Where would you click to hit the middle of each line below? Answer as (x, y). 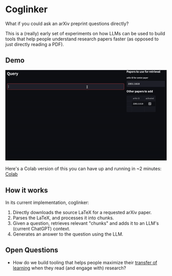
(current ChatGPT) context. (41, 229)
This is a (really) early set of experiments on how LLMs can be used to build (85, 33)
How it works (27, 190)
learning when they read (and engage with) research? (69, 268)
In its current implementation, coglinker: (47, 202)
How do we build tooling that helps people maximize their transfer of (85, 262)
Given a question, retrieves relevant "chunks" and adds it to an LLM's (86, 223)
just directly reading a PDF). (35, 44)
